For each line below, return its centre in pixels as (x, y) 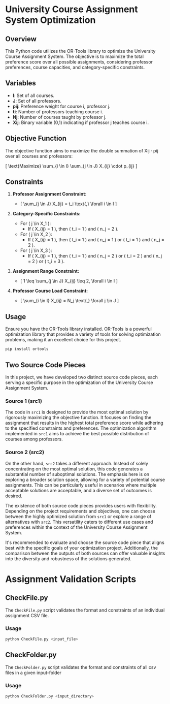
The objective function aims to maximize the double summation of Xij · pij (82, 150)
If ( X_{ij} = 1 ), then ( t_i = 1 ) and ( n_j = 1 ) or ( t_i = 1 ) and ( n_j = (96, 240)
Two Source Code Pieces (46, 365)
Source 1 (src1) (24, 401)
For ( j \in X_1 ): (36, 223)
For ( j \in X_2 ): (36, 234)
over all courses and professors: (39, 156)
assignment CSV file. (27, 615)
